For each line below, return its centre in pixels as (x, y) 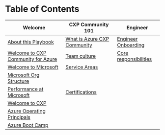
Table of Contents (42, 9)
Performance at (26, 89)
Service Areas (82, 67)
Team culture (81, 56)
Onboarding (131, 45)
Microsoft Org (24, 75)
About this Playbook (31, 42)
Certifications (81, 92)
